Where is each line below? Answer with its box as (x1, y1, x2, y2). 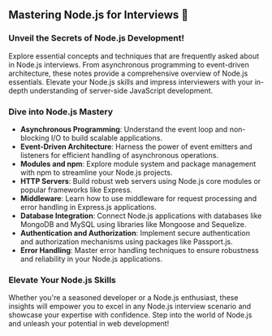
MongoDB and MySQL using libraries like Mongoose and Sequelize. (19, 219, 247, 229)
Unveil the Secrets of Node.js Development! (8, 33, 185, 44)
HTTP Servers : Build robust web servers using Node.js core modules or (19, 176, 261, 185)
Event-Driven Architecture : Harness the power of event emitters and (19, 142, 253, 151)
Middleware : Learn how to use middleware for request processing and (19, 193, 257, 203)
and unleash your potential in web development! (8, 319, 170, 329)
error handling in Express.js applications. (19, 202, 157, 212)
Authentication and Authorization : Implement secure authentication (19, 228, 250, 238)
